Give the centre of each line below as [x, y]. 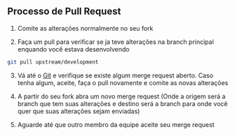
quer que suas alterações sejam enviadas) [79, 111]
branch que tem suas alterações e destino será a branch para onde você [122, 103]
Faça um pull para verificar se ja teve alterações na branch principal [115, 42]
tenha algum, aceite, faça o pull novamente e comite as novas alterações [123, 82]
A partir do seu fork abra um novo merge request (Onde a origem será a [121, 96]
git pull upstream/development [53, 62]
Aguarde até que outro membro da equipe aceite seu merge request [116, 124]
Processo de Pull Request [64, 12]
